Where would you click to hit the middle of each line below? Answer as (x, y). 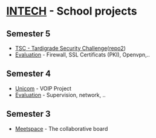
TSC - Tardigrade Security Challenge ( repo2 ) (70, 48)
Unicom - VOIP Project (43, 88)
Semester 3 (28, 114)
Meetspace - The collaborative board (61, 128)
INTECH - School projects (72, 11)
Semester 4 (29, 74)
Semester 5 (28, 34)
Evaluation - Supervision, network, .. (60, 95)
